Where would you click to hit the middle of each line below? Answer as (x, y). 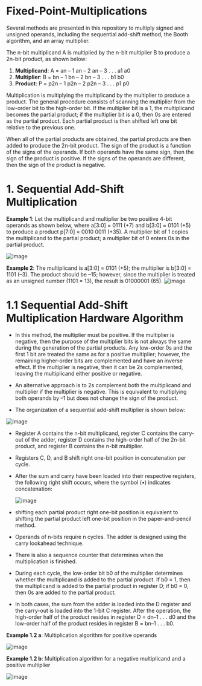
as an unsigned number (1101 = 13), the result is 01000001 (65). (84, 281)
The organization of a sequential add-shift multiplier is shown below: (100, 410)
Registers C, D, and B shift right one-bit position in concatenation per (100, 457)
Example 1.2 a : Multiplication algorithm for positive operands (82, 635)
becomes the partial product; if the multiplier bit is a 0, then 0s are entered (99, 114)
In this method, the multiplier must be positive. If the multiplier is (95, 335)
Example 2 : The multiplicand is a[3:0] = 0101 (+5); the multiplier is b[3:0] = (99, 268)
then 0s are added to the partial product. (65, 592)
